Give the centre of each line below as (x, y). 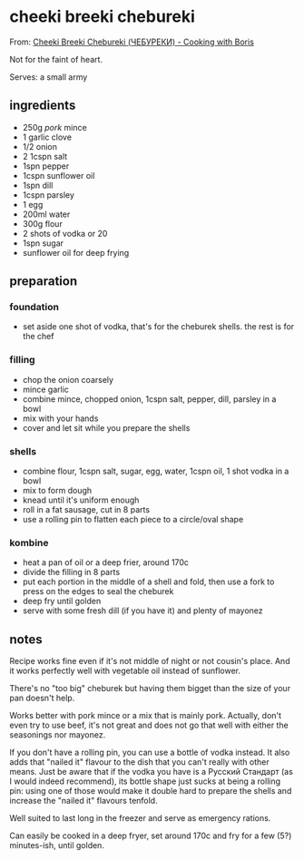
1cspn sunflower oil (59, 175)
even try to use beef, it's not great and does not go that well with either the (149, 725)
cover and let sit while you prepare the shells (106, 427)
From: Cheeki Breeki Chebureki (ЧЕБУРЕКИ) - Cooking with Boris (132, 42)
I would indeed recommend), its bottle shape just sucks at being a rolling (145, 781)
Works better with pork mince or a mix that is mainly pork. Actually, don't (146, 716)
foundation (34, 308)
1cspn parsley (49, 195)
